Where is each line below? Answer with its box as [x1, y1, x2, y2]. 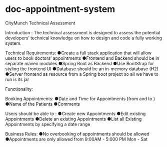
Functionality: [5, 86, 33, 92]
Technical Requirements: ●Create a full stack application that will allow [5, 50, 151, 56]
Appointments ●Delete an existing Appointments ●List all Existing [5, 116, 142, 122]
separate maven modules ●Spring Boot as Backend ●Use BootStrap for [5, 60, 154, 66]
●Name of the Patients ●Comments [5, 101, 80, 107]
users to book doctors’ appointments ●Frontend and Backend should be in [5, 55, 159, 61]
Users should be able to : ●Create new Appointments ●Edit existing [5, 111, 146, 117]
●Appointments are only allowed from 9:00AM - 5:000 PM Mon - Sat [5, 136, 147, 142]
